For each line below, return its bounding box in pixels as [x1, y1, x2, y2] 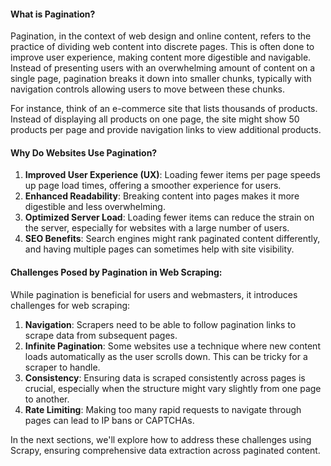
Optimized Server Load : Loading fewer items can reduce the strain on [24, 211, 315, 224]
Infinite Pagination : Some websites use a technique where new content [24, 340, 321, 352]
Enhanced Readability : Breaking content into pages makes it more [24, 190, 300, 202]
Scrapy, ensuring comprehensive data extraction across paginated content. [10, 444, 321, 456]
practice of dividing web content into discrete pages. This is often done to [10, 41, 315, 53]
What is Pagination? [10, 8, 96, 20]
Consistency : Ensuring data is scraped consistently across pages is [24, 371, 306, 384]
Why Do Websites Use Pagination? [10, 146, 158, 159]
